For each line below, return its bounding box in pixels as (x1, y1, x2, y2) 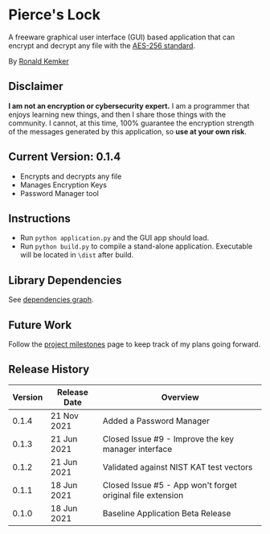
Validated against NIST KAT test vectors (102, 461, 253, 472)
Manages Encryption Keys (19, 179, 107, 190)
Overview (161, 392, 199, 403)
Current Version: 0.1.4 (8, 150, 121, 164)
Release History (8, 363, 90, 376)
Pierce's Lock (8, 6, 101, 24)
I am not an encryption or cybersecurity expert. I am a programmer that (8, 101, 250, 110)
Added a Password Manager (102, 415, 211, 426)
